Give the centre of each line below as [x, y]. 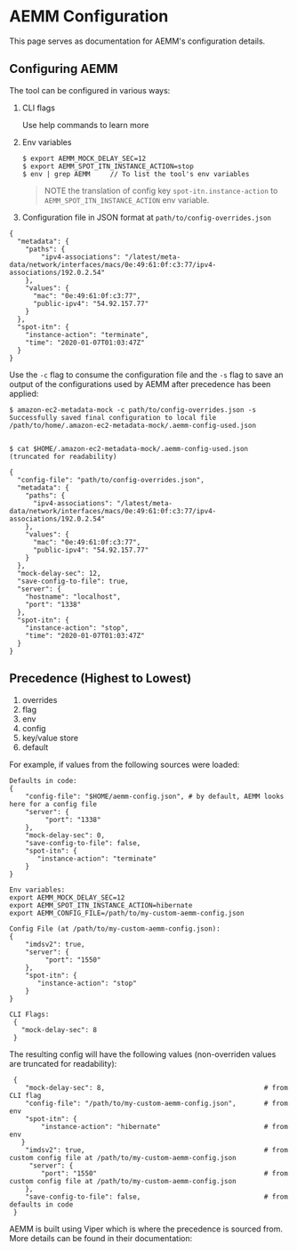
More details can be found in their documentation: [101, 1238]
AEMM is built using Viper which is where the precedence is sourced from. [146, 1229]
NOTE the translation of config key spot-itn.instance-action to [161, 190]
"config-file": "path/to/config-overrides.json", [111, 480]
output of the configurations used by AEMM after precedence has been [140, 383]
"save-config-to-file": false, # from [157, 1197]
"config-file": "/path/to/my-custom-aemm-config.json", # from [157, 1103]
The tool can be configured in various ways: [90, 90]
